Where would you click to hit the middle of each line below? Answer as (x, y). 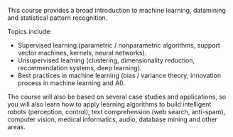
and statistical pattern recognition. (58, 18)
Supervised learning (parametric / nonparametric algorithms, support (119, 45)
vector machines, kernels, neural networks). (82, 53)
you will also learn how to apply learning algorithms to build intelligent (109, 104)
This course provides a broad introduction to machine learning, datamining (116, 10)
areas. (17, 127)
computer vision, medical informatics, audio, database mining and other (113, 119)
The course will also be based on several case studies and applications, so (117, 97)
